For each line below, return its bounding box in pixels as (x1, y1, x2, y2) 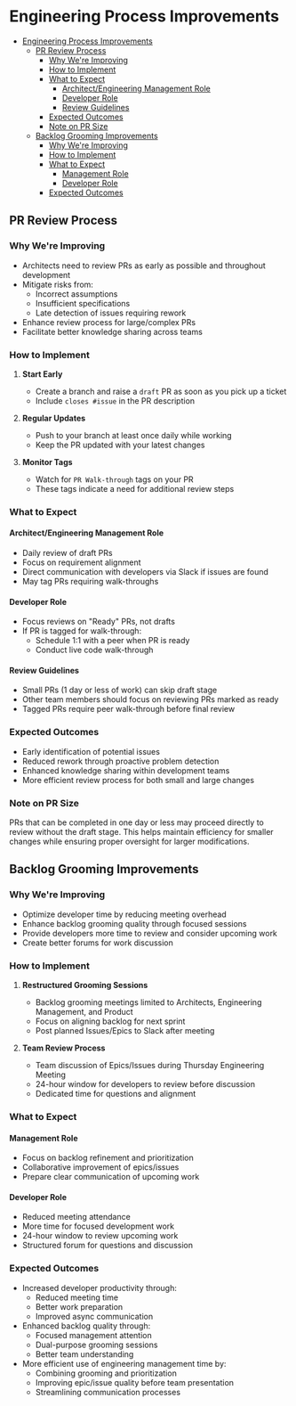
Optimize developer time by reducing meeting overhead (21, 909, 227, 920)
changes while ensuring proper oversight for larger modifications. (9, 836, 250, 847)
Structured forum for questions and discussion (21, 1240, 194, 1251)
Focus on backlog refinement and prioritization (21, 1152, 194, 1164)
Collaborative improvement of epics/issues (21, 1162, 180, 1173)
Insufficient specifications (35, 298, 131, 308)
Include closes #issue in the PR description (35, 395, 196, 406)
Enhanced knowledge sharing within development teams (21, 764, 230, 776)
